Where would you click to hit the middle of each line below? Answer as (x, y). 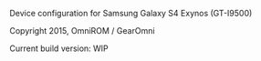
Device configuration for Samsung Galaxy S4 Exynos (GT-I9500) (131, 13)
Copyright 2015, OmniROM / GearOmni (82, 30)
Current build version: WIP (59, 48)
